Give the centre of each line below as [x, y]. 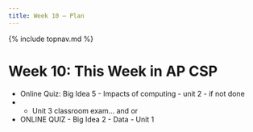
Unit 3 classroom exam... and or [85, 110]
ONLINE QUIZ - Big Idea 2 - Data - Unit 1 [87, 119]
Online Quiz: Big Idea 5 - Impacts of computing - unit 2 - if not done [133, 93]
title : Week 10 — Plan [46, 16]
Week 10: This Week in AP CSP [113, 71]
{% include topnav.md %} [51, 39]
